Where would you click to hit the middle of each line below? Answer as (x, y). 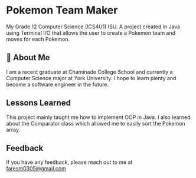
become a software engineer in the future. (58, 84)
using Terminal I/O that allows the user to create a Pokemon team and (91, 32)
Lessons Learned (38, 103)
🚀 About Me (28, 57)
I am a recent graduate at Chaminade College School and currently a (89, 72)
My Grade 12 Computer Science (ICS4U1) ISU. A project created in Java (93, 27)
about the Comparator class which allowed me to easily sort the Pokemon (96, 123)
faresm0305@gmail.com (36, 169)
